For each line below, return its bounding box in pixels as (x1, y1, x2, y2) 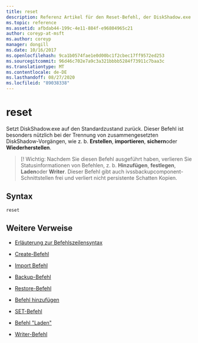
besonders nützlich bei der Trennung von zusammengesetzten (6, 131, 159, 138)
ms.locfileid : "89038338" (6, 80, 70, 86)
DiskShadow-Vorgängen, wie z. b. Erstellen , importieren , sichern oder (6, 137, 178, 145)
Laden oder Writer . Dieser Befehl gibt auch (20, 168, 125, 175)
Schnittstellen (20, 174, 54, 181)
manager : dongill (6, 42, 49, 48)
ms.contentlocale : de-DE (6, 69, 67, 75)
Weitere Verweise (6, 223, 73, 234)
